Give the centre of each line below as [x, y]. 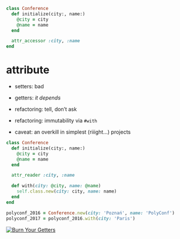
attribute [28, 70]
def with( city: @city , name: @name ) [56, 186]
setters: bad [29, 87]
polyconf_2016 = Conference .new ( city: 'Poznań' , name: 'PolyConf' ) [91, 213]
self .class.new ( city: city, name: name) [67, 191]
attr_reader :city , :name [43, 175]
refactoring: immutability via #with [56, 121]
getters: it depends [37, 98]
